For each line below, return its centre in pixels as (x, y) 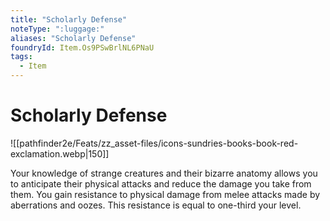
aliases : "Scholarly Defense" (73, 38)
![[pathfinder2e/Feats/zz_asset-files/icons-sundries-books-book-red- (154, 143)
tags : (21, 57)
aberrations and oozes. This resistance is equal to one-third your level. (156, 205)
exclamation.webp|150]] (60, 153)
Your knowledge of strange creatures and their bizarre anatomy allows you (164, 173)
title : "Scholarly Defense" (69, 19)
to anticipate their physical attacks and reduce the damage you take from (161, 183)
